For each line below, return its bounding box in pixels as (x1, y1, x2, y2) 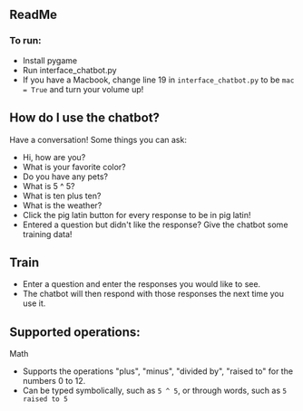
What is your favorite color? (22, 161, 126, 172)
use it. (22, 298, 46, 309)
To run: (9, 34, 43, 47)
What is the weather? (22, 199, 103, 211)
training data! (22, 228, 73, 239)
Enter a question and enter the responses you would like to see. (22, 279, 261, 290)
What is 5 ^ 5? (22, 180, 75, 191)
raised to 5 (22, 395, 68, 404)
